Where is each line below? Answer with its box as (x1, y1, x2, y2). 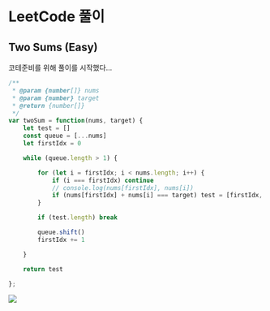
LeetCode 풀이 (8, 7, 105, 26)
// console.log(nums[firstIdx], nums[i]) (51, 184, 195, 192)
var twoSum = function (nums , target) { (8, 117, 144, 125)
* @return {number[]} (11, 102, 85, 110)
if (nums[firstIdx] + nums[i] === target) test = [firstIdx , (51, 192, 264, 200)
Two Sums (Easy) (8, 40, 99, 54)
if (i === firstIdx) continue (51, 176, 154, 184)
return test (23, 265, 63, 273)
